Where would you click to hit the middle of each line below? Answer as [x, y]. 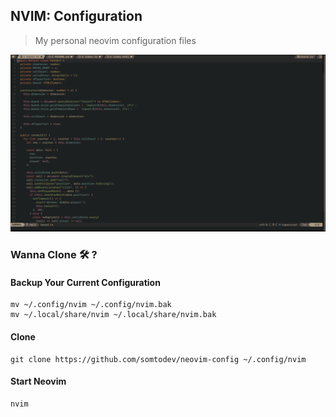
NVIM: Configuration [76, 16]
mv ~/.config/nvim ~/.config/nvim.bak [91, 305]
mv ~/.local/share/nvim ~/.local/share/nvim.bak [113, 315]
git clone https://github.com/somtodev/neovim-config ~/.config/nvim [158, 359]
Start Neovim [38, 381]
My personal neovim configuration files [115, 40]
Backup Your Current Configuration [85, 282]
